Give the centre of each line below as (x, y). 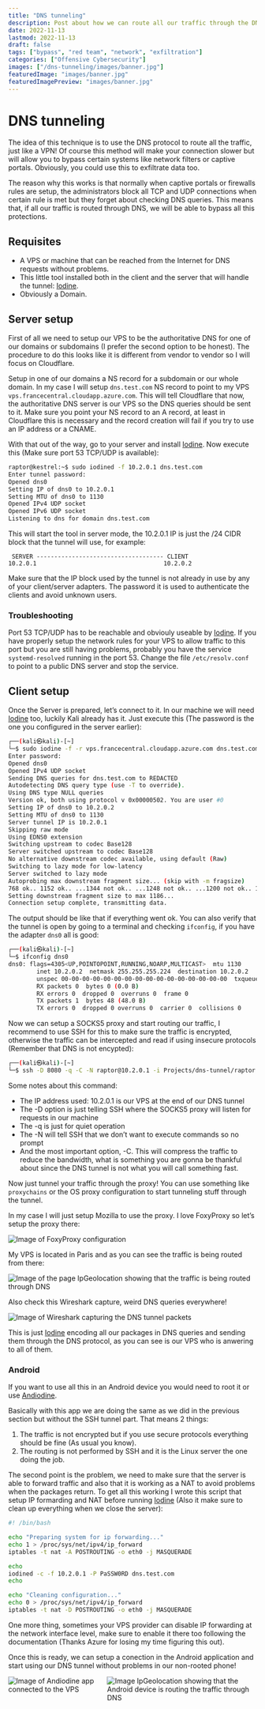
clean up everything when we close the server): (86, 1509)
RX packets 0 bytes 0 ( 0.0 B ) (88, 986)
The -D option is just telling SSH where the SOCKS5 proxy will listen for (135, 1109)
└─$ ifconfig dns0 (38, 957)
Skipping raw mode (38, 830)
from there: (26, 1262)
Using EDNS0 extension (45, 837)
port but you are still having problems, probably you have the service (120, 650)
